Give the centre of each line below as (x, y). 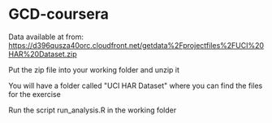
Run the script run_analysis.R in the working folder (93, 110)
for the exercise (35, 94)
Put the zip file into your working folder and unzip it (94, 69)
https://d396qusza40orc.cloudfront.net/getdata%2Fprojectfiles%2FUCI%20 (136, 45)
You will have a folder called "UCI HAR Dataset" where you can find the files (136, 86)
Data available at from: (46, 37)
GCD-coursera (59, 14)
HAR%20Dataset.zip (43, 54)
